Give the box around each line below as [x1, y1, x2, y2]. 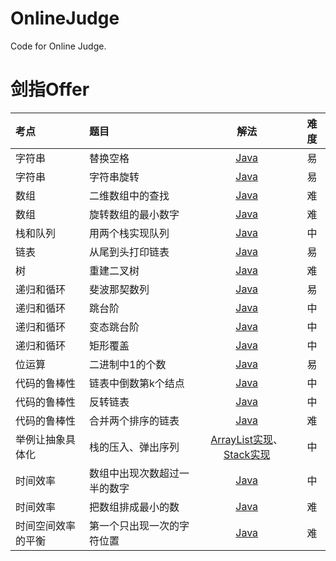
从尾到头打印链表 [89, 245, 170, 259]
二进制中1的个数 [89, 357, 167, 371]
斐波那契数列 [89, 282, 150, 296]
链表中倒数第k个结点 [89, 376, 185, 390]
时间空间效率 [15, 518, 77, 532]
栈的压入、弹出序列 [89, 440, 180, 454]
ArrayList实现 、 [210, 432, 284, 446]
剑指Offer [10, 78, 90, 101]
